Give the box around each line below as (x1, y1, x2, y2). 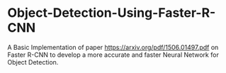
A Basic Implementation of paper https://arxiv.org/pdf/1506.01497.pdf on (7, 43, 219, 51)
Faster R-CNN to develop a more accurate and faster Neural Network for (7, 51, 220, 59)
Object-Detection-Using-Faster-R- (7, 5, 216, 21)
